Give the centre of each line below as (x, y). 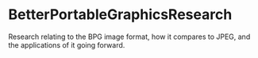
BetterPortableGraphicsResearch (120, 15)
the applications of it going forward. (67, 44)
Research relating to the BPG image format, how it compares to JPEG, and (129, 37)
